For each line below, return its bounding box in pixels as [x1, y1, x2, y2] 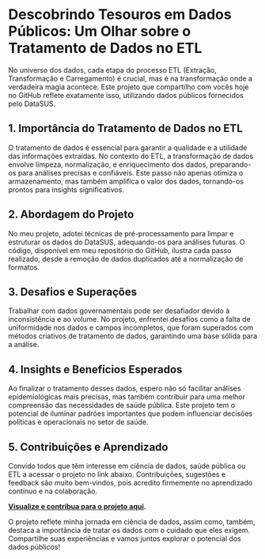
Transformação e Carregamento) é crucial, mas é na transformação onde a [8, 74, 253, 83]
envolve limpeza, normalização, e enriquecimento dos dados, [8, 160, 208, 169]
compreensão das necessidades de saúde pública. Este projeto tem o [8, 401, 236, 410]
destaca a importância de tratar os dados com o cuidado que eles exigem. [8, 526, 251, 534]
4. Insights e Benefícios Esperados [8, 362, 183, 376]
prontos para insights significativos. [8, 184, 125, 195]
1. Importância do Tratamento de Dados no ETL [8, 122, 243, 135]
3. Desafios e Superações [8, 285, 137, 298]
